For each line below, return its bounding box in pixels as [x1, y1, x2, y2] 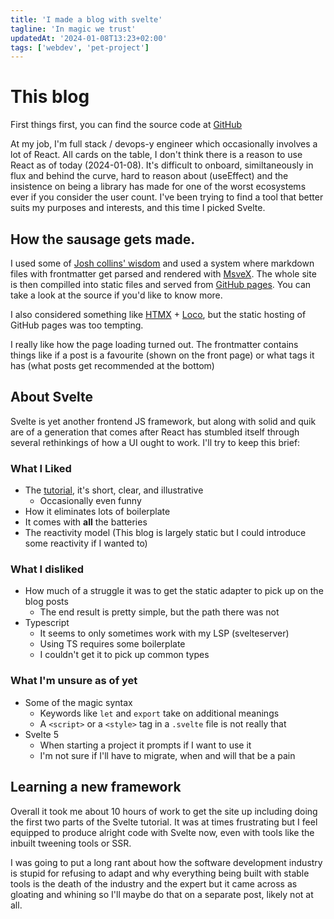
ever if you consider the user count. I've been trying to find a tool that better [10, 191, 324, 203]
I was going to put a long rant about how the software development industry [10, 856, 323, 868]
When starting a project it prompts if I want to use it [39, 739, 252, 751]
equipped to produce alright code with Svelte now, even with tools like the [10, 826, 315, 838]
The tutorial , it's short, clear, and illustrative [24, 484, 204, 496]
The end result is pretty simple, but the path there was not [39, 606, 280, 618]
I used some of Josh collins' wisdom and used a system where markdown [10, 257, 315, 269]
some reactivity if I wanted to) [24, 537, 148, 550]
